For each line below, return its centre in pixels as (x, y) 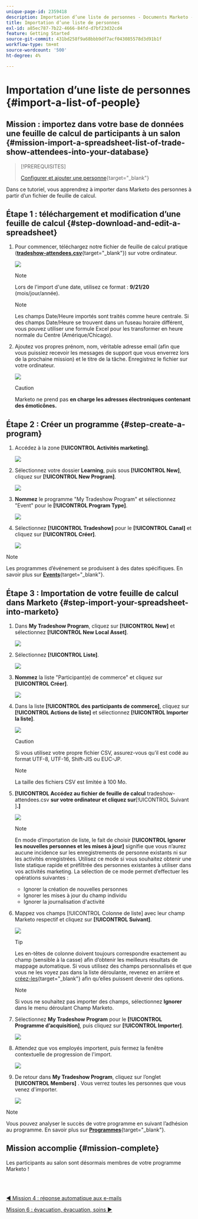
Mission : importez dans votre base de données (95, 125)
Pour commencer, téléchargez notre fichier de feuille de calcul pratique (101, 247)
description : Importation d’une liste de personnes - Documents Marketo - (100, 17)
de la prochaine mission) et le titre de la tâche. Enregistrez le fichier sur (101, 359)
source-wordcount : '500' (37, 50)
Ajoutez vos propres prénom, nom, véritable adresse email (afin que (97, 347)
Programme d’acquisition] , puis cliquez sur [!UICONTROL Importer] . (99, 1026)
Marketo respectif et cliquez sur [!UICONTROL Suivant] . (83, 920)
